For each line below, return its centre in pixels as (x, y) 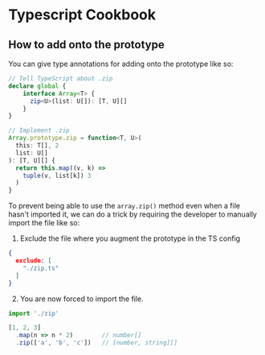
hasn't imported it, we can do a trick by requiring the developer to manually (132, 214)
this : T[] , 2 (37, 146)
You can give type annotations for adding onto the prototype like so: (121, 64)
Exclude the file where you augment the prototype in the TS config (130, 238)
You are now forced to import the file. (82, 299)
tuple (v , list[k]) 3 (57, 175)
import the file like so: (44, 223)
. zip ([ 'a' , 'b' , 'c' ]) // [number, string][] (97, 343)
